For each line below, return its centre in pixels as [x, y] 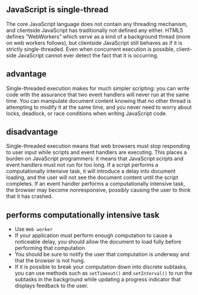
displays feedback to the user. [51, 286]
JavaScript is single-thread [57, 10]
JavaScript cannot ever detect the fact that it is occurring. [88, 55]
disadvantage [32, 132]
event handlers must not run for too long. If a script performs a [82, 165]
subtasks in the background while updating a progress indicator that [98, 280]
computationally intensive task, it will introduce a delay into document [91, 171]
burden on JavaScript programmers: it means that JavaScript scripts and [95, 158]
